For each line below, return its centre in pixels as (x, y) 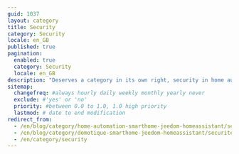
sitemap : (20, 87)
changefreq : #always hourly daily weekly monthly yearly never (109, 93)
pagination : (25, 54)
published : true (31, 47)
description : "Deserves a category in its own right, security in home (116, 80)
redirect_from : (30, 119)
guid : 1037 (23, 14)
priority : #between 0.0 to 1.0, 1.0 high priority (90, 106)
